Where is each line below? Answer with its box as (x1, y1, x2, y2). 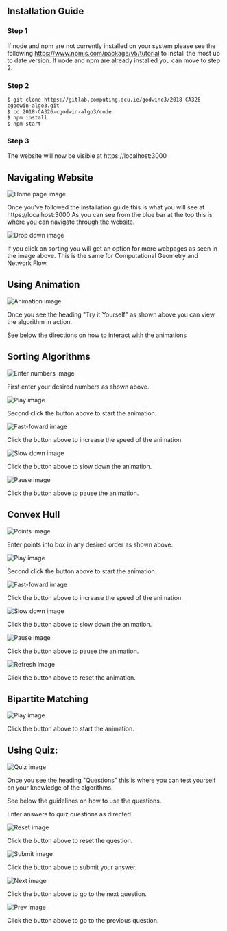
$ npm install (7, 114, 48, 121)
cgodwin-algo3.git (7, 102, 60, 109)
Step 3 (7, 136, 29, 146)
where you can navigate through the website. (7, 218, 135, 226)
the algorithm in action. (7, 317, 73, 325)
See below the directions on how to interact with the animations (7, 331, 187, 339)
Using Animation (7, 279, 80, 290)
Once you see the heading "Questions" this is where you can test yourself (7, 776, 216, 785)
